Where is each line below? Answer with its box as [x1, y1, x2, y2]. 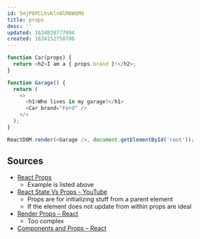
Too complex [27, 217, 64, 225]
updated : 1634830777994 [7, 29, 75, 36]
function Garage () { [7, 79, 66, 86]
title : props [7, 16, 45, 23]
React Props [16, 173, 52, 181]
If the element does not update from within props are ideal [27, 203, 192, 211]
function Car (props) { [7, 54, 72, 62]
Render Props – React [16, 210, 79, 218]
